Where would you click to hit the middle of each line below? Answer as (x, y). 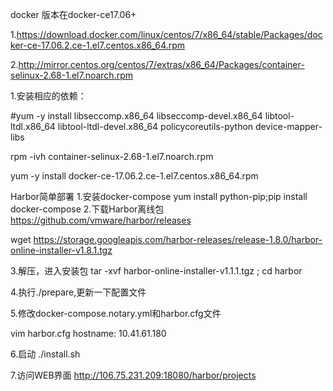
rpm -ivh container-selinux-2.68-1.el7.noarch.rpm (112, 156)
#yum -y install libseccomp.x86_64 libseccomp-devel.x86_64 (136, 116)
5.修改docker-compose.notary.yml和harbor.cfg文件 (116, 313)
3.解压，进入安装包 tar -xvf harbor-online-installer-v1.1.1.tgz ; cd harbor (156, 271)
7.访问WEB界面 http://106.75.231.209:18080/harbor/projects (133, 375)
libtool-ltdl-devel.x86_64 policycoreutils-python (155, 126)
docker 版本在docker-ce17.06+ (73, 14)
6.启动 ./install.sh (45, 354)
